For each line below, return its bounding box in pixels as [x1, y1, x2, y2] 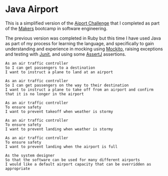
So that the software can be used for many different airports [5, 157, 140, 162]
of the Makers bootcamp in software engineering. [5, 25, 108, 31]
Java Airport [5, 4, 59, 15]
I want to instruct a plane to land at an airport [5, 69, 113, 75]
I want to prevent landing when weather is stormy [5, 126, 113, 131]
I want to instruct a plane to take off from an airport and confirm [5, 87, 154, 92]
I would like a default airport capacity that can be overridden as [5, 161, 151, 166]
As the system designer [5, 153, 55, 158]
